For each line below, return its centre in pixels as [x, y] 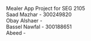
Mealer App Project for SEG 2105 [46, 8]
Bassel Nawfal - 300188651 [39, 27]
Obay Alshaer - [24, 20]
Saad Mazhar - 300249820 [39, 14]
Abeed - [16, 33]
